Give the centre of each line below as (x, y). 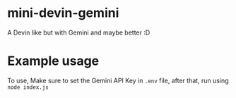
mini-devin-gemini (63, 13)
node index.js (28, 87)
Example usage (53, 61)
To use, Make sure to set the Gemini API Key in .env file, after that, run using (118, 80)
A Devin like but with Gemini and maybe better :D (79, 32)
